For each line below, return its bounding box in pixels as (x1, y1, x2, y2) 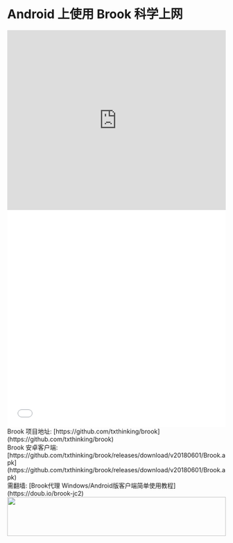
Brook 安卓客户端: (7, 443, 58, 451)
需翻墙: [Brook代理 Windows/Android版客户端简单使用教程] (7, 481, 176, 490)
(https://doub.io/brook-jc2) (7, 489, 85, 497)
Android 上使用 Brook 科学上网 (7, 6, 183, 22)
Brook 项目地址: (7, 427, 52, 436)
